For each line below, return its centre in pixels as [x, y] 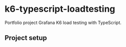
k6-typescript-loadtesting [60, 9]
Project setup [26, 38]
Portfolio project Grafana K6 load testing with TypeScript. [63, 23]
